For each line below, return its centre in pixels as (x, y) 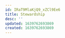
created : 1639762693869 (30, 28)
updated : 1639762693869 (30, 23)
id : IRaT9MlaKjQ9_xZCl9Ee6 (33, 10)
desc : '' (14, 19)
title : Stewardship (25, 14)
